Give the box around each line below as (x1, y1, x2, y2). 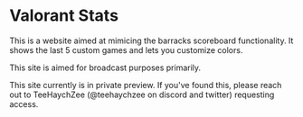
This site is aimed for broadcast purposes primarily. (9, 62, 202, 73)
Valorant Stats (9, 5, 119, 26)
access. (9, 98, 39, 109)
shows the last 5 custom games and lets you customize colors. (9, 44, 243, 55)
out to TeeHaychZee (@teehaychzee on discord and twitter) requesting (9, 89, 275, 100)
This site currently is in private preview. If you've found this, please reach (9, 79, 282, 90)
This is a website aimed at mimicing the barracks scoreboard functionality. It (9, 35, 294, 46)
